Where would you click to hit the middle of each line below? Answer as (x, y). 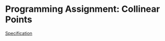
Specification (19, 33)
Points (19, 20)
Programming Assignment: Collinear (82, 9)
